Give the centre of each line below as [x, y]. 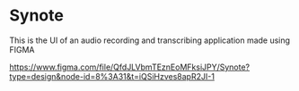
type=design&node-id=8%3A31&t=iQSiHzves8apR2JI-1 [112, 76]
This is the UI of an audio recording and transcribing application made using [149, 40]
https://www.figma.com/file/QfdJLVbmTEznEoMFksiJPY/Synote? [130, 67]
